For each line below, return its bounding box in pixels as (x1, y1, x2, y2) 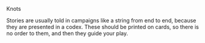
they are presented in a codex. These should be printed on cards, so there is (6, 24, 199, 30)
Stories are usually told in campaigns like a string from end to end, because (6, 17, 196, 24)
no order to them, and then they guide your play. (6, 30, 129, 37)
